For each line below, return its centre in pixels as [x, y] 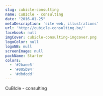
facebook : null [21, 33]
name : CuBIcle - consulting [34, 14]
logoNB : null [19, 47]
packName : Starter [24, 56]
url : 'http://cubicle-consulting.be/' [45, 28]
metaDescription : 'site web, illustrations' [52, 24]
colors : [13, 60]
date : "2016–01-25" [25, 19]
